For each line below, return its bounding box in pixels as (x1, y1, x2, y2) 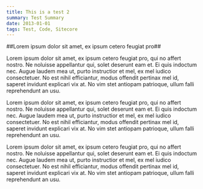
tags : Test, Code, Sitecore (6, 26, 78, 32)
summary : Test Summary (6, 15, 64, 21)
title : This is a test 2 (6, 9, 70, 15)
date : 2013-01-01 (6, 20, 51, 26)
